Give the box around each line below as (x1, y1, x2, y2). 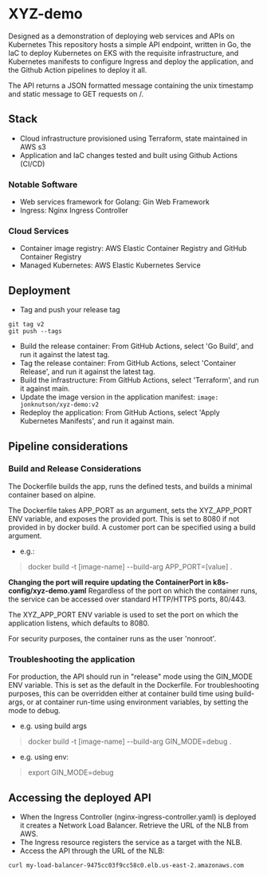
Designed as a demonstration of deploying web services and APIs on (8, 31, 235, 41)
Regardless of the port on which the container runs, (88, 585, 257, 595)
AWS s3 (19, 141, 46, 152)
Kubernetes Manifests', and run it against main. (19, 416, 175, 426)
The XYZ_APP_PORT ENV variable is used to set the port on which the (8, 609, 239, 619)
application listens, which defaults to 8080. (8, 618, 150, 628)
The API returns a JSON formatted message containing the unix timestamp (8, 81, 253, 90)
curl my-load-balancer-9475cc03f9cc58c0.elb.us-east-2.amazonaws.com (8, 861, 245, 869)
